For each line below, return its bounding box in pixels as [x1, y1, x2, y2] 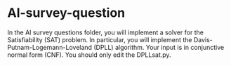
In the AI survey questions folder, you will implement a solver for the [7, 28, 204, 37]
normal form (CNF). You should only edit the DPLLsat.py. [7, 51, 171, 59]
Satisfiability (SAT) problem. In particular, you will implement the [7, 35, 192, 44]
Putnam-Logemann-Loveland [7, 43, 93, 51]
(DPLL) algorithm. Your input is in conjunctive [93, 43, 225, 51]
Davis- [193, 35, 213, 44]
